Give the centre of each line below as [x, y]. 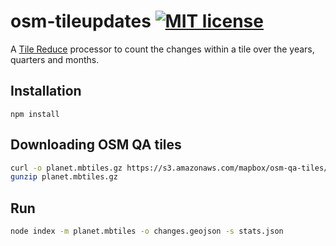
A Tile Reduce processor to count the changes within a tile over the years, [162, 49]
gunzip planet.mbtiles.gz [64, 177]
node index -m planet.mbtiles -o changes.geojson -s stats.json [147, 231]
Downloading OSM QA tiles [96, 145]
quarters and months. [55, 59]
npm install [35, 114]
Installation [46, 91]
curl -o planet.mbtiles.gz [66, 168]
